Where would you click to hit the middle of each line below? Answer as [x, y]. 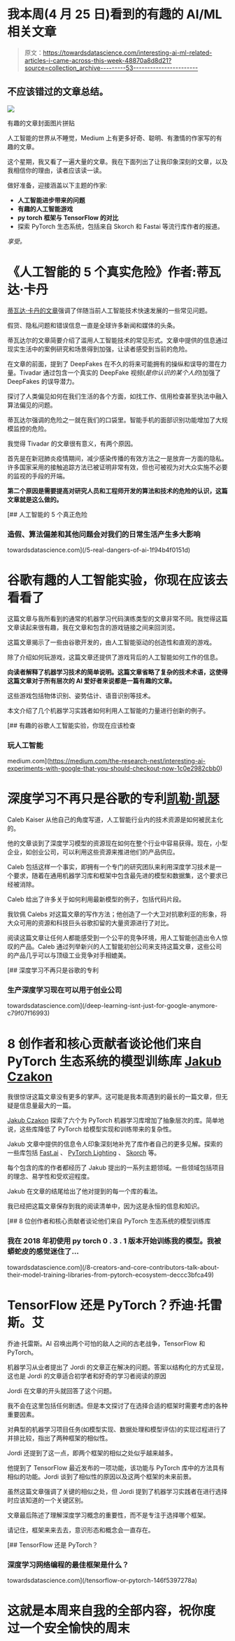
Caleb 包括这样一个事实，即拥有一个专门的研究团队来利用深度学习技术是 [112, 867]
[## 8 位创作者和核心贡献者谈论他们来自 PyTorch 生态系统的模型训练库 [109, 1221]
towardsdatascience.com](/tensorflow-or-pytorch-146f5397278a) [102, 1580]
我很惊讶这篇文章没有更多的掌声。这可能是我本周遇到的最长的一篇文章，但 [114, 1097]
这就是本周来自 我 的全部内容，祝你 [106, 1611]
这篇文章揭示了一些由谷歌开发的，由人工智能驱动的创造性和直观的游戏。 [111, 642]
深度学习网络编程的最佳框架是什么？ [68, 1565]
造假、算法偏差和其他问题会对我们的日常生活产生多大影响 [104, 534]
